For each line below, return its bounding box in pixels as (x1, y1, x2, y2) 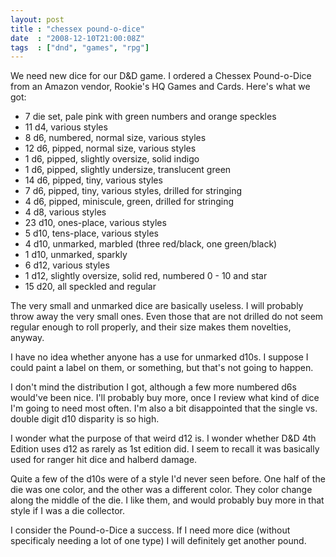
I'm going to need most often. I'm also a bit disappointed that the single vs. (10, 402, 318, 415)
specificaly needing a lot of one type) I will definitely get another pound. (10, 535, 307, 547)
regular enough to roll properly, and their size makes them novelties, (10, 321, 292, 333)
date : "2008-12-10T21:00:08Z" (10, 33, 145, 43)
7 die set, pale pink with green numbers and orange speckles (24, 111, 277, 123)
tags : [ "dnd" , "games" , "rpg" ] (10, 42, 150, 53)
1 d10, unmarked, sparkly (24, 249, 128, 261)
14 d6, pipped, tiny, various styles (24, 174, 163, 186)
